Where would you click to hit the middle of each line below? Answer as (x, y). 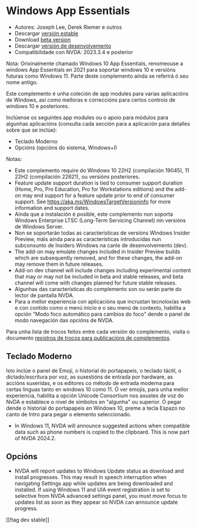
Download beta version (43, 39)
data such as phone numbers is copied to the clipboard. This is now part (102, 432)
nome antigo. (22, 82)
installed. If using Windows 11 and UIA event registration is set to (92, 490)
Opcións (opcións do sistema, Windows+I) (66, 148)
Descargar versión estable (46, 33)
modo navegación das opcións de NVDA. (64, 320)
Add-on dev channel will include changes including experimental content (103, 270)
